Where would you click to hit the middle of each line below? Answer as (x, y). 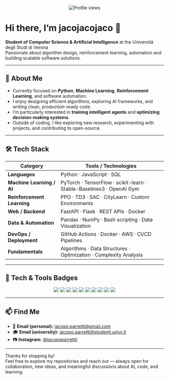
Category (32, 166)
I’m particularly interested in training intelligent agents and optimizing (86, 112)
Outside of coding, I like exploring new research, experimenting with (83, 123)
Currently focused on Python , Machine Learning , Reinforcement (80, 90)
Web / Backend (26, 211)
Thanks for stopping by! (30, 356)
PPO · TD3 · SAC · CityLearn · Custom (105, 197)
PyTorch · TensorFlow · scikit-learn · (104, 182)
